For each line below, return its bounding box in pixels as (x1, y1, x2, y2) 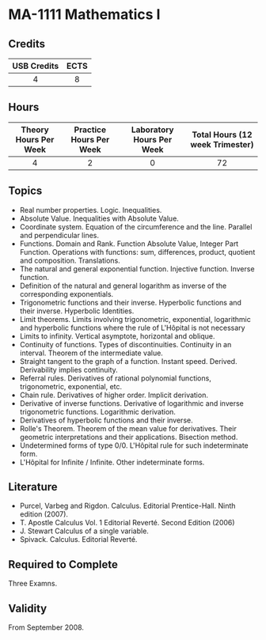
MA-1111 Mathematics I (8, 6, 161, 24)
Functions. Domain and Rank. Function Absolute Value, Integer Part (19, 239, 239, 248)
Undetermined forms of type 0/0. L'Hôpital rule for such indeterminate (19, 441, 249, 450)
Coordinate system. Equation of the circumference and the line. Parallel (19, 222, 253, 231)
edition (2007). (19, 509, 69, 519)
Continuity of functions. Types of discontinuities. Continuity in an (19, 339, 232, 349)
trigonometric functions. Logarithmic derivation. (19, 407, 177, 416)
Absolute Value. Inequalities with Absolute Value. (19, 214, 180, 223)
